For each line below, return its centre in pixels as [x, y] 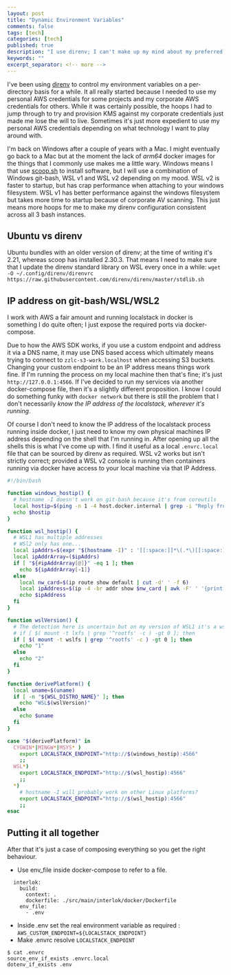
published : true [30, 45]
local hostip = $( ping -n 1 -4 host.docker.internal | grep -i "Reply [113, 506]
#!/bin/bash [24, 481]
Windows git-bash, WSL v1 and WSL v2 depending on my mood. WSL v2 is [113, 178]
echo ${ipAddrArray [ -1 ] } [55, 569]
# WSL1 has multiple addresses [58, 538]
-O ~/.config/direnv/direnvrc [51, 274]
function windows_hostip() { [49, 493]
